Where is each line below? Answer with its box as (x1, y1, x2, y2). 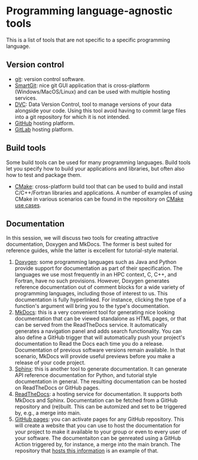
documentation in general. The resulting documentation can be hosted (14, 378, 187, 385)
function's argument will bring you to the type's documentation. (14, 303, 170, 310)
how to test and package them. (6, 171, 82, 178)
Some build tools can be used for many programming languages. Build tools (6, 159, 191, 166)
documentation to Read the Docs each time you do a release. (14, 340, 164, 348)
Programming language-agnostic (6, 4, 173, 18)
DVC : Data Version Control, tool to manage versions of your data (14, 101, 172, 108)
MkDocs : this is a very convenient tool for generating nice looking (14, 309, 175, 316)
